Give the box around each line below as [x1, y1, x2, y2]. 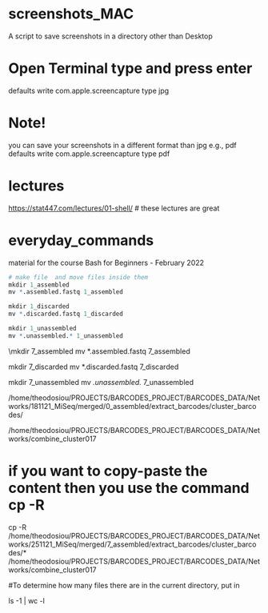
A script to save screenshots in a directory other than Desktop [8, 31, 214, 41]
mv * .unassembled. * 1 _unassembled [8, 331, 124, 340]
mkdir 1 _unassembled [8, 325, 78, 333]
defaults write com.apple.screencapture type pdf [8, 149, 170, 158]
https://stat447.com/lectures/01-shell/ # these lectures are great [8, 203, 220, 213]
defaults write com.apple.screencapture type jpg [8, 86, 170, 95]
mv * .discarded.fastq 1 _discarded [8, 310, 124, 319]
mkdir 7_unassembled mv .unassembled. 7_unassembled [8, 377, 194, 387]
